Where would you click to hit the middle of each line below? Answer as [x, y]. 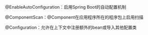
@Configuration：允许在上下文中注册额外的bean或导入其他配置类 [71, 27]
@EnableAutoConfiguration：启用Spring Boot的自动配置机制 [66, 7]
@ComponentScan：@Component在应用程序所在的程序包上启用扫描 [74, 17]
